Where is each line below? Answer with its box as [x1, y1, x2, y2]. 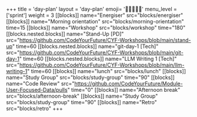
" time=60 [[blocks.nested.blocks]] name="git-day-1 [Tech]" [12, 43, 159, 50]
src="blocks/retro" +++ [6, 105, 63, 112]
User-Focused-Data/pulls [6, 87, 68, 93]
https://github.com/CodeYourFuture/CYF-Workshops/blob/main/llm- [19, 61, 185, 68]
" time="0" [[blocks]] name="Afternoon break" [67, 87, 181, 93]
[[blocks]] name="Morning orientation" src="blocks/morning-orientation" [6, 18, 184, 25]
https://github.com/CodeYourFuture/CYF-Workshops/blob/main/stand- [19, 37, 191, 43]
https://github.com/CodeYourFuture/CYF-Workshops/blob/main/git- [19, 49, 184, 56]
